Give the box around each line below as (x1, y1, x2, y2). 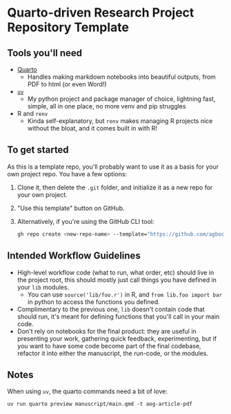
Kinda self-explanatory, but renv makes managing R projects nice (27, 117, 213, 125)
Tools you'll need (7, 47, 83, 59)
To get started (7, 144, 69, 156)
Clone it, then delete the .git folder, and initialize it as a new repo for (17, 183, 213, 191)
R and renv (17, 109, 48, 117)
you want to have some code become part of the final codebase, (17, 341, 201, 350)
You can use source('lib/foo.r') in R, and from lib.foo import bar (27, 290, 223, 299)
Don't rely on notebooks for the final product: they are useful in (17, 327, 197, 335)
